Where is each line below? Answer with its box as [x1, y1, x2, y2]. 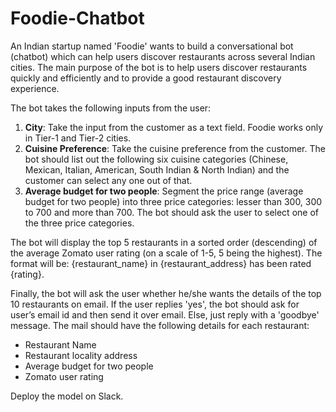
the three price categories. [24, 217, 135, 229]
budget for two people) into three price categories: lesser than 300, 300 [24, 195, 323, 207]
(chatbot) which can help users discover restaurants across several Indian [10, 50, 316, 62]
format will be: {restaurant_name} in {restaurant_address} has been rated [10, 257, 312, 269]
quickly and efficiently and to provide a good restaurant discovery [10, 72, 282, 84]
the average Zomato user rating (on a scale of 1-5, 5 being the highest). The [10, 247, 323, 259]
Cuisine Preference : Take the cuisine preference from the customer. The [24, 142, 326, 154]
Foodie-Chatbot [10, 7, 145, 30]
